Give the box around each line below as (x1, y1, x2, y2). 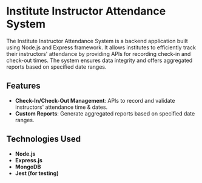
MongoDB (15, 163, 41, 170)
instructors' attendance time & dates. (15, 103, 108, 111)
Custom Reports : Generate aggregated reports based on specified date (15, 109, 195, 117)
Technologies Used (6, 134, 81, 144)
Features (6, 81, 41, 91)
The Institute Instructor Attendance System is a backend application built (6, 37, 188, 44)
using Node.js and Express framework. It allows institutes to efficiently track (6, 44, 196, 51)
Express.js (15, 156, 42, 164)
